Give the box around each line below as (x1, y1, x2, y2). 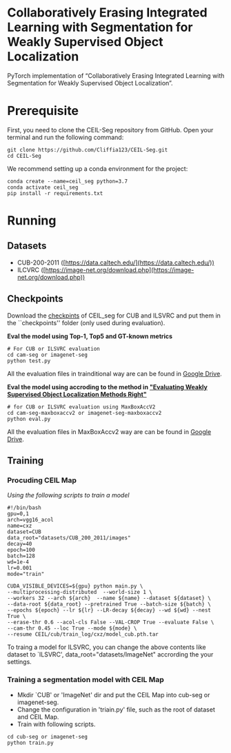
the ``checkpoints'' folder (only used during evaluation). (7, 318, 165, 327)
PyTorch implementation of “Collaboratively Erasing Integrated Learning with (7, 71, 225, 80)
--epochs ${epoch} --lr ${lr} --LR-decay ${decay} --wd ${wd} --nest (7, 607, 212, 614)
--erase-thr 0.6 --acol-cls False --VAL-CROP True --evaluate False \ (7, 619, 214, 626)
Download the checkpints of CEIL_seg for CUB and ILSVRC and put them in (7, 311, 221, 320)
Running (7, 213, 57, 229)
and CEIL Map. (17, 712, 59, 721)
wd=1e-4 (7, 559, 30, 566)
